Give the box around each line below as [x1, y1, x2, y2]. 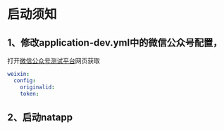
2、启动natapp [7, 111, 73, 123]
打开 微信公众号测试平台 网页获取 [7, 57, 100, 65]
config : [13, 77, 37, 84]
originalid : [20, 84, 55, 91]
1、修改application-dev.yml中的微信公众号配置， [7, 37, 223, 48]
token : [20, 90, 39, 97]
